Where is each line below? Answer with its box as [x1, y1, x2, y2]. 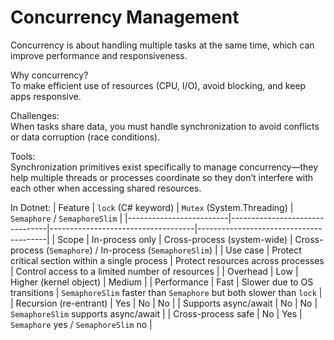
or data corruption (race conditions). [10, 131, 161, 143]
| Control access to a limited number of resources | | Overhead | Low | [10, 265, 299, 277]
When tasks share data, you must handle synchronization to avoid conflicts [10, 120, 320, 132]
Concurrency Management [10, 6, 240, 29]
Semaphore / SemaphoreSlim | [10, 212, 123, 224]
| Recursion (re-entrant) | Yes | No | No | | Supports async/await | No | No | [10, 297, 318, 309]
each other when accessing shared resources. [10, 182, 202, 194]
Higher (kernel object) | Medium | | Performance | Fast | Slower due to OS [10, 276, 314, 288]
